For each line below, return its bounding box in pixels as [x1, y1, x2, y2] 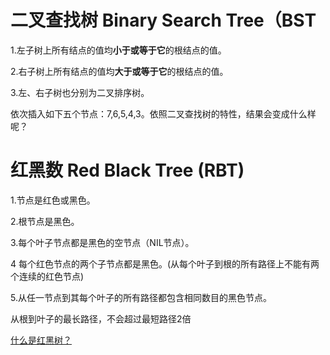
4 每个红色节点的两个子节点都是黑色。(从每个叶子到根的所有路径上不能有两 [10, 257, 320, 270]
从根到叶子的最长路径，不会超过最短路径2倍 [10, 312, 192, 325]
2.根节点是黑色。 [10, 215, 80, 227]
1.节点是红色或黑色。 [10, 194, 96, 206]
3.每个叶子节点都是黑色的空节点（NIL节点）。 [10, 236, 195, 248]
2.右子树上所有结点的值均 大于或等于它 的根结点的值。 [10, 65, 229, 77]
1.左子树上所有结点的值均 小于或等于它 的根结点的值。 [10, 44, 227, 56]
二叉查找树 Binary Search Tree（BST [10, 9, 317, 32]
